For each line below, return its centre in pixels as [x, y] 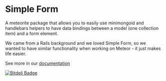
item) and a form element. [32, 33]
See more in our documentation [38, 63]
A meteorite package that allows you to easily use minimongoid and [75, 23]
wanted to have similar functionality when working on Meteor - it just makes [83, 48]
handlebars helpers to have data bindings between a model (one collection [82, 28]
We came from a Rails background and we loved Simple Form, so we [76, 43]
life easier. [16, 54]
